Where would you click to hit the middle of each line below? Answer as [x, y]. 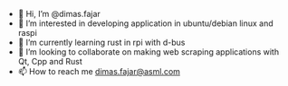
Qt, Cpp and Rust [50, 61]
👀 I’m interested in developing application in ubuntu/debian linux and [145, 23]
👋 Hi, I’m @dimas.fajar [59, 14]
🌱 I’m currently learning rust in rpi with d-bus [101, 42]
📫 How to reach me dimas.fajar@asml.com [99, 71]
